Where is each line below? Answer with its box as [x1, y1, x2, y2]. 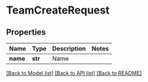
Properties [6, 27, 46, 37]
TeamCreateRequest [6, 4, 110, 17]
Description [52, 45, 86, 53]
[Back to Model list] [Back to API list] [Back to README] [6, 70, 142, 77]
